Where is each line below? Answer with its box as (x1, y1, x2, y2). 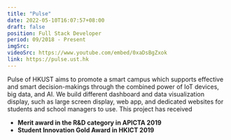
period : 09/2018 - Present (7, 36, 86, 43)
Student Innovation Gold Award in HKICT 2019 (17, 125, 155, 134)
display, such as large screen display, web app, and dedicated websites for (7, 97, 224, 106)
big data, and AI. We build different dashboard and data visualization (7, 90, 205, 98)
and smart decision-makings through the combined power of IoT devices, (7, 82, 219, 91)
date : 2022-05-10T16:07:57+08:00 (7, 17, 105, 24)
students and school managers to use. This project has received (7, 104, 192, 113)
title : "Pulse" (7, 10, 52, 17)
